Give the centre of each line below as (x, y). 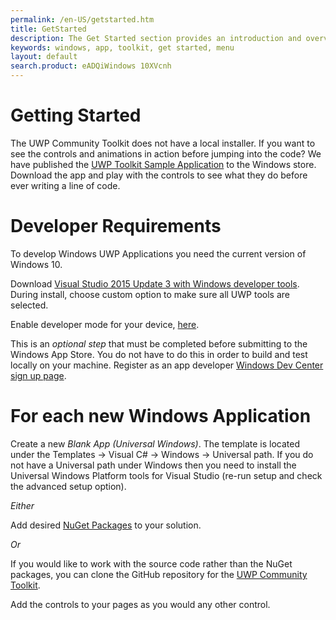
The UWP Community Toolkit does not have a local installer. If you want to (163, 143)
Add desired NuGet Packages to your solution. (106, 525)
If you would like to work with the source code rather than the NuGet (151, 563)
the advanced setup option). (68, 486)
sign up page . (38, 375)
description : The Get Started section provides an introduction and (156, 38)
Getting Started (76, 115)
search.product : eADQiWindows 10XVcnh (91, 66)
